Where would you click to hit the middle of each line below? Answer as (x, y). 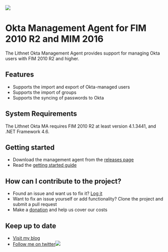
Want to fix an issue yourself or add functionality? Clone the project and (88, 199)
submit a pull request (35, 205)
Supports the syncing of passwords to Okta (58, 97)
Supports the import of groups (45, 92)
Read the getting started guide (45, 165)
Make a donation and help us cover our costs (60, 210)
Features (20, 75)
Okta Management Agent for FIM (76, 28)
